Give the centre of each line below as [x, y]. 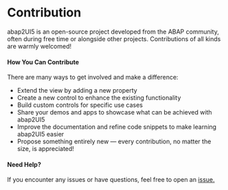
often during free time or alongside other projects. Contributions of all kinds [114, 38]
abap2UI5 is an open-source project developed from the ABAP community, [113, 32]
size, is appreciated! [45, 149]
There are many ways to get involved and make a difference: [93, 78]
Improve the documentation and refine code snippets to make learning [117, 127]
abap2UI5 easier [41, 134]
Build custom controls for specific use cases [80, 105]
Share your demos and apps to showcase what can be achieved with [114, 112]
